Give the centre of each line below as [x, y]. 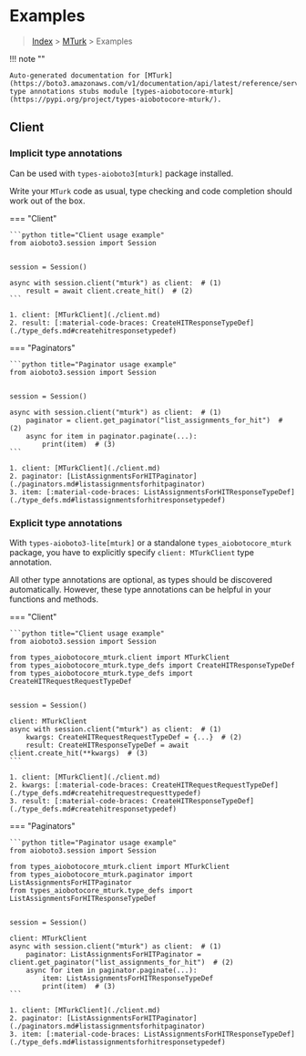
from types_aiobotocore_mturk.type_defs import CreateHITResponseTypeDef [153, 665]
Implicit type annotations [66, 153]
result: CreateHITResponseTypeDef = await [107, 745]
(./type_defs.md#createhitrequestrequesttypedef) [106, 793]
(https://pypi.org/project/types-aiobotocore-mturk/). [116, 99]
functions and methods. [54, 599]
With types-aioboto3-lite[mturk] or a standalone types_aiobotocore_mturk [150, 543]
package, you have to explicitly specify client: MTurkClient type [132, 552]
